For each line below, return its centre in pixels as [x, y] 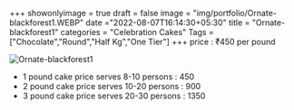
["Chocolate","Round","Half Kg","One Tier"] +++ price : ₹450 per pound [142, 41]
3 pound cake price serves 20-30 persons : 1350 [114, 96]
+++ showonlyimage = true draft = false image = [100, 13]
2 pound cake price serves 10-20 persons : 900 [112, 86]
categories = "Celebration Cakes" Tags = [137, 32]
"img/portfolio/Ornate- [235, 13]
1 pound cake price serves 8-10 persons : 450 [108, 77]
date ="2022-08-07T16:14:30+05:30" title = [168, 23]
